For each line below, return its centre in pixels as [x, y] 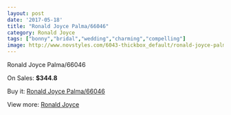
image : [16, 45]
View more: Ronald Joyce [43, 104]
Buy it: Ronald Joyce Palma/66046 [56, 91]
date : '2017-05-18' [35, 20]
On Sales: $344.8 [32, 78]
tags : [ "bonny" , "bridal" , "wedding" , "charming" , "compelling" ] [97, 39]
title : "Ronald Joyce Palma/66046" [58, 26]
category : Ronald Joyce [41, 33]
